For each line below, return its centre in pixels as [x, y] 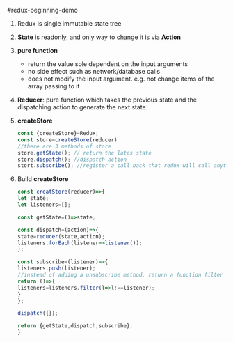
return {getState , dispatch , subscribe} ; [75, 326]
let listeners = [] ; [44, 205]
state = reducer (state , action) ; [61, 236]
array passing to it [54, 86]
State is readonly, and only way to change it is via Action [99, 37]
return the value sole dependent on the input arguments [108, 64]
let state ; [33, 199]
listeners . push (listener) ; [56, 269]
